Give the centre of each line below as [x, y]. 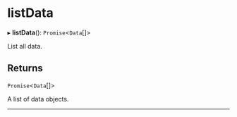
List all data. [25, 46]
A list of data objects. [38, 99]
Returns [25, 68]
